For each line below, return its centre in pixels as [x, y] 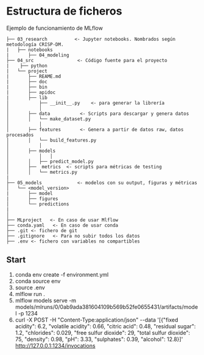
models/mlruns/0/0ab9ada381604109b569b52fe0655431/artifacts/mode [107, 307]
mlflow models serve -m [46, 300]
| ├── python [27, 66]
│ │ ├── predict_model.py [50, 161]
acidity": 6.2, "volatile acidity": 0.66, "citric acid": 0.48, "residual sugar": [105, 326]
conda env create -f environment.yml [62, 274]
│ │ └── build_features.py [51, 140]
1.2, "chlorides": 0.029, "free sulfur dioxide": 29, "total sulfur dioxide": [103, 333]
